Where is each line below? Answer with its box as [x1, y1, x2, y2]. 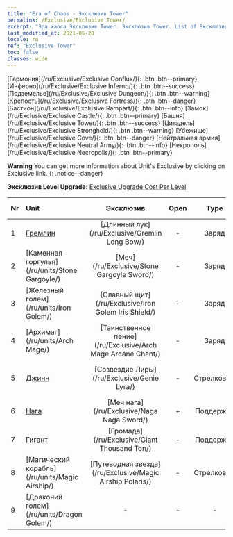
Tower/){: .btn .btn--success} [77, 119, 161, 127]
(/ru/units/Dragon [25, 509, 83, 519]
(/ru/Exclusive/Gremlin [89, 228, 162, 238]
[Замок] [184, 104, 209, 112]
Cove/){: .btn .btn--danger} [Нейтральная [77, 133, 198, 142]
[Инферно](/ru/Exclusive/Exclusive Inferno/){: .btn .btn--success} [7, 81, 196, 90]
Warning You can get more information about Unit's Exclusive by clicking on [7, 161, 225, 170]
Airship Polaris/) [99, 477, 152, 486]
